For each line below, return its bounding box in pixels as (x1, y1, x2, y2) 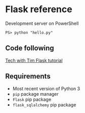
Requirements (5, 72, 51, 81)
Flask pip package (12, 96, 52, 102)
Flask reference (5, 4, 72, 15)
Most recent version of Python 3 (12, 85, 80, 92)
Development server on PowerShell (5, 20, 79, 26)
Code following (5, 44, 54, 53)
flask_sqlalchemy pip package (12, 101, 76, 107)
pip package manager (12, 91, 59, 97)
